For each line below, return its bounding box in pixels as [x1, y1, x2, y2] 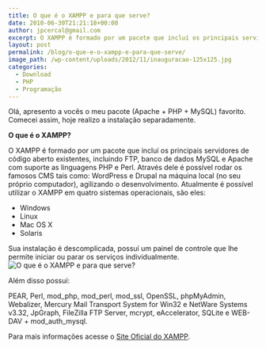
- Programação [15, 85, 62, 93]
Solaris [19, 229, 43, 238]
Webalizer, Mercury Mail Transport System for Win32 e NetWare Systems [8, 300, 248, 309]
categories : [8, 63, 47, 71]
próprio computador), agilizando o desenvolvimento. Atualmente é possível [8, 180, 253, 189]
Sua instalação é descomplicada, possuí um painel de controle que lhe [8, 244, 239, 253]
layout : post [8, 41, 51, 49]
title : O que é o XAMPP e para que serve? [8, 11, 150, 20]
